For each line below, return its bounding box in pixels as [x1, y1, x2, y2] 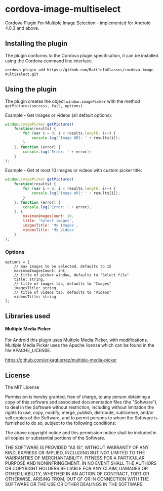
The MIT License [5, 384, 40, 390]
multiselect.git [5, 72, 39, 77]
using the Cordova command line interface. [5, 58, 93, 64]
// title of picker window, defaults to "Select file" [14, 272, 129, 277]
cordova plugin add [5, 67, 45, 72]
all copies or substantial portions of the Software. [5, 435, 105, 441]
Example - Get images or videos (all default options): [5, 112, 113, 118]
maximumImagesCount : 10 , [23, 214, 74, 219]
